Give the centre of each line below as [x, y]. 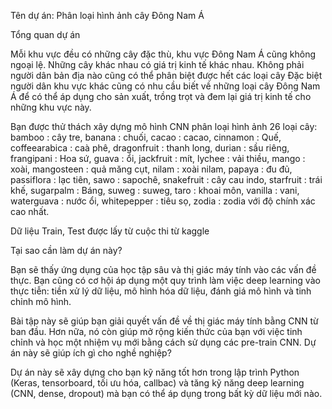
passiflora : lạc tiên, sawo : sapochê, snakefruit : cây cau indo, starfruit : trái [166, 179]
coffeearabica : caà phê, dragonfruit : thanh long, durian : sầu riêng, [150, 148]
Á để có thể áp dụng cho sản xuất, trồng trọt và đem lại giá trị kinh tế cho [161, 96]
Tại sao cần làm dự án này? [66, 250]
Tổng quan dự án [45, 34]
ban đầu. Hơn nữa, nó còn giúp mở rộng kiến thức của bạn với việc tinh [156, 331]
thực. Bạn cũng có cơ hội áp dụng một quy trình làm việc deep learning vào [165, 280]
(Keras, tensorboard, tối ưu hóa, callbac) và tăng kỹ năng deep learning [157, 383]
